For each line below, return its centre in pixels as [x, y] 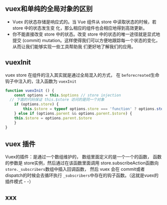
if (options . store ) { [36, 104]
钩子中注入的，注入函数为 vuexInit [41, 81]
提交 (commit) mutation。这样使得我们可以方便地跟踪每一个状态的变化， [86, 40]
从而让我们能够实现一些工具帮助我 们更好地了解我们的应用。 [74, 47]
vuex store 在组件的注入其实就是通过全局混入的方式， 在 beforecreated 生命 [82, 75]
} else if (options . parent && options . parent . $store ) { [73, 113]
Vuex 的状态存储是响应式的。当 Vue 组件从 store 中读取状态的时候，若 [84, 22]
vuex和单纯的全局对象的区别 [49, 9]
